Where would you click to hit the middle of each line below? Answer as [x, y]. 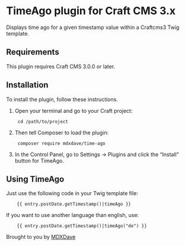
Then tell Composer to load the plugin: [61, 132]
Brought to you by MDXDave [41, 237]
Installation [27, 85]
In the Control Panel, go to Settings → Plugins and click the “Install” [97, 154]
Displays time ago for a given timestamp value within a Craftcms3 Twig [93, 27]
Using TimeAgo [35, 179]
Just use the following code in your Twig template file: [72, 193]
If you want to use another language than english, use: [73, 215]
